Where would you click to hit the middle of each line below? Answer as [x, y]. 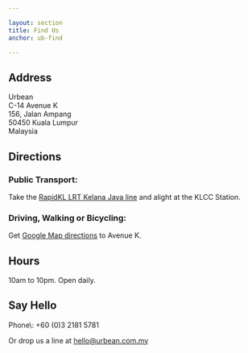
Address [30, 77]
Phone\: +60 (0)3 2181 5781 [54, 325]
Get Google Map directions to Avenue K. [75, 235]
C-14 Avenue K [33, 106]
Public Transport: [43, 180]
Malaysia [23, 131]
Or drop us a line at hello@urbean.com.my [79, 340]
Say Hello [33, 306]
